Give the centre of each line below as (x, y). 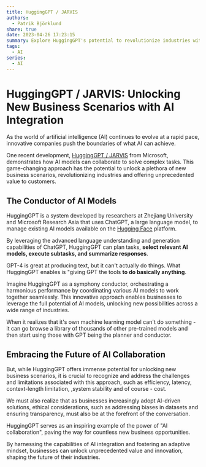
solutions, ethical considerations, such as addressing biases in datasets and (102, 407)
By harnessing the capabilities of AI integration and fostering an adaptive (98, 444)
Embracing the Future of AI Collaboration (86, 354)
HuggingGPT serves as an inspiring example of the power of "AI (87, 426)
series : (16, 58)
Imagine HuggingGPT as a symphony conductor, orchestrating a (87, 284)
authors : (17, 18)
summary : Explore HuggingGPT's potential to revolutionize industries (98, 41)
